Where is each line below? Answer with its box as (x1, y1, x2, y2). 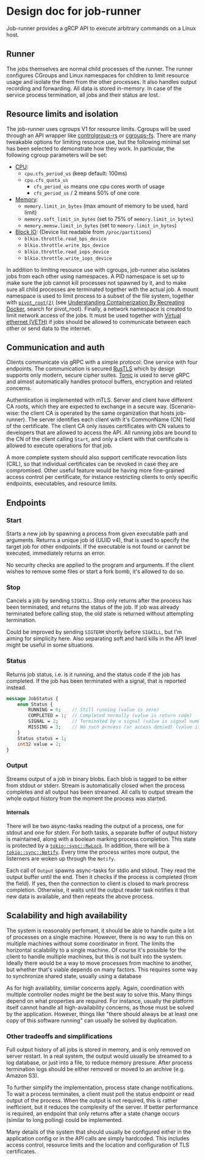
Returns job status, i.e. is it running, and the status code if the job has (6, 671, 181, 678)
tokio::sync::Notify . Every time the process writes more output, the (6, 848, 180, 856)
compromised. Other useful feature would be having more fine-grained (6, 467, 185, 474)
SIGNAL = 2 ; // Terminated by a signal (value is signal (28, 718, 187, 725)
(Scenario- (169, 403, 196, 410)
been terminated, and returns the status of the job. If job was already (6, 603, 179, 611)
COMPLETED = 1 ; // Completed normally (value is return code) (28, 712, 192, 719)
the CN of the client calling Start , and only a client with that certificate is (6, 435, 189, 443)
